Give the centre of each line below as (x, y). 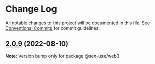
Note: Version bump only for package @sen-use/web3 (62, 56)
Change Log (31, 9)
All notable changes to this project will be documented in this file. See (78, 23)
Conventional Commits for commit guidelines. (53, 28)
